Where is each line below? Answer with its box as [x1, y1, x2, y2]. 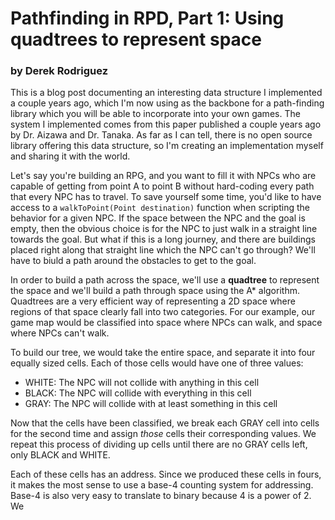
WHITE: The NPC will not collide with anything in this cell [24, 377, 260, 389]
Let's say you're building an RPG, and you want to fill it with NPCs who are [10, 170, 317, 182]
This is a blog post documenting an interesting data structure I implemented [10, 87, 323, 99]
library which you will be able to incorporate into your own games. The [10, 108, 301, 120]
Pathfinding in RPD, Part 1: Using [10, 7, 285, 30]
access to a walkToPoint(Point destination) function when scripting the [10, 202, 310, 214]
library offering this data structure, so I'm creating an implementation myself [10, 140, 324, 152]
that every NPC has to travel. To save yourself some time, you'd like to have [10, 191, 322, 203]
